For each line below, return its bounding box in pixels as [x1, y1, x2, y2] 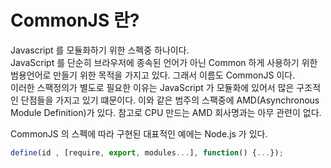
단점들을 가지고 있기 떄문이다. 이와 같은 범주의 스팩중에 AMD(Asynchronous [20, 94, 320, 106]
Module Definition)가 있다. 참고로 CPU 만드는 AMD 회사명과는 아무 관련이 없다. [10, 106, 322, 118]
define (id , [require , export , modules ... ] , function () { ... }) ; [10, 147, 284, 158]
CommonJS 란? [10, 9, 140, 32]
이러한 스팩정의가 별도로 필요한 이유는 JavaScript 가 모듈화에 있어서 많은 [10, 81, 295, 93]
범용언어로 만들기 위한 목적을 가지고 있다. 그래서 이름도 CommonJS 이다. [10, 69, 296, 81]
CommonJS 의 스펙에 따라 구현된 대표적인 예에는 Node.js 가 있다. [10, 127, 268, 140]
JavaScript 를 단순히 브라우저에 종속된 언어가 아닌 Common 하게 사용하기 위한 [10, 56, 318, 68]
